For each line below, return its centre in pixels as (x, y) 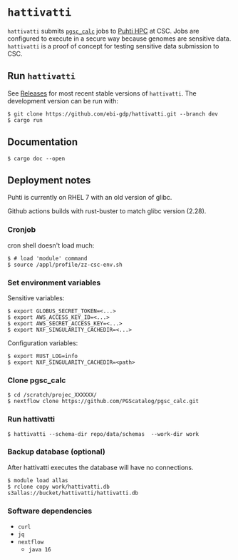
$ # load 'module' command (47, 258)
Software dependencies (50, 511)
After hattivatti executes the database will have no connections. (100, 467)
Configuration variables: (43, 343)
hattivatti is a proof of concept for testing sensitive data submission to (113, 46)
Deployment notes (49, 180)
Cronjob (22, 230)
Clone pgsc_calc (37, 380)
